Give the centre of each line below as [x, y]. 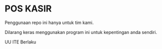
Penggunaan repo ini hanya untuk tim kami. [49, 22]
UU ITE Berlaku [20, 42]
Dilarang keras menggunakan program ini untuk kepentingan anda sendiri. [81, 32]
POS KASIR [28, 9]
